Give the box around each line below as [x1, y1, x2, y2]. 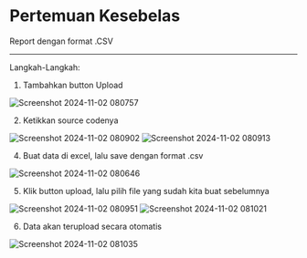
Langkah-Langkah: [9, 61, 80, 73]
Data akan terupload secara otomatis [22, 221, 163, 232]
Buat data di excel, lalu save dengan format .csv [22, 150, 204, 160]
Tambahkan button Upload [22, 79, 123, 90]
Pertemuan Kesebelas [9, 5, 181, 26]
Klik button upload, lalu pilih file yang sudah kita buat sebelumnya [22, 185, 270, 196]
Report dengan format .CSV [9, 36, 114, 46]
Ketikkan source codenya [22, 115, 119, 126]
